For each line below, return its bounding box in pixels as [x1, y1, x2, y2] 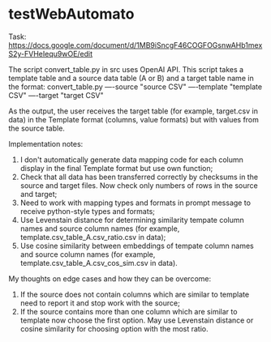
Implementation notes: [8, 139, 84, 148]
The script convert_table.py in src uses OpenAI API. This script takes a [8, 64, 244, 74]
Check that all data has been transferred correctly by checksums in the [19, 172, 258, 182]
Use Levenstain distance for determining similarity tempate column [19, 215, 245, 224]
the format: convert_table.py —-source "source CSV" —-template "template [8, 82, 262, 92]
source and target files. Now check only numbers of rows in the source [19, 180, 258, 190]
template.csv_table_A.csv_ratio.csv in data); [19, 232, 166, 242]
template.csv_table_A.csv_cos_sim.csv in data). [19, 258, 179, 267]
